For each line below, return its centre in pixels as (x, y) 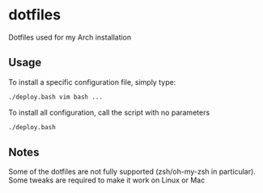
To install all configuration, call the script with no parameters (109, 112)
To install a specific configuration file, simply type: (92, 82)
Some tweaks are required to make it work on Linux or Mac (107, 180)
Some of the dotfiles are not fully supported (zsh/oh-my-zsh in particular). (132, 172)
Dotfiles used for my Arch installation (70, 37)
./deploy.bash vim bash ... (56, 97)
